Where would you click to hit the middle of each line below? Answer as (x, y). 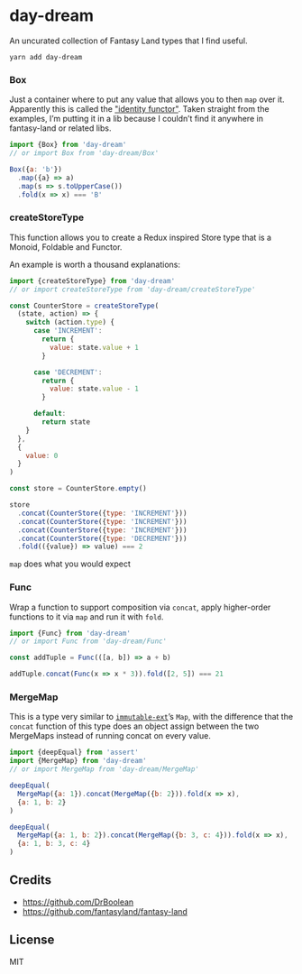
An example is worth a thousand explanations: (95, 264)
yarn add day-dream (46, 57)
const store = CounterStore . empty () (78, 489)
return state (66, 422)
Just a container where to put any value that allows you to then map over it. (147, 99)
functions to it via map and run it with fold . (87, 616)
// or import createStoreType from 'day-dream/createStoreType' (133, 289)
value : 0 (42, 455)
